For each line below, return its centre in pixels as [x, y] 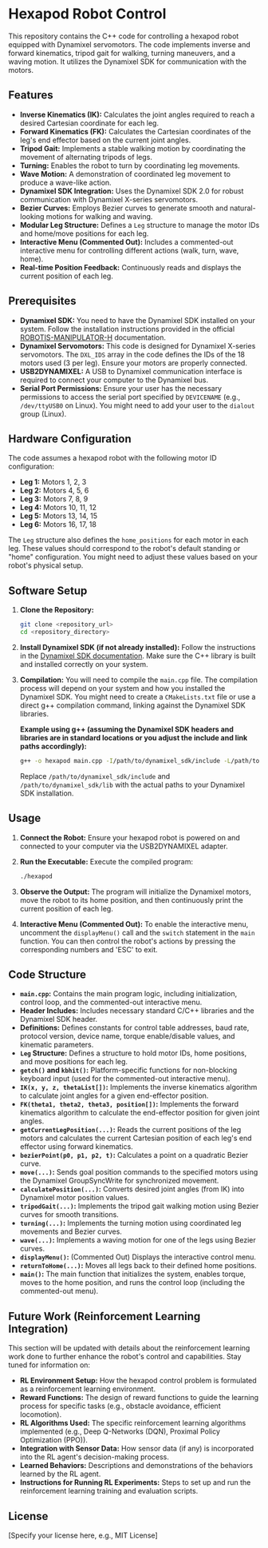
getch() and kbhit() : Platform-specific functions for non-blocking [128, 1070]
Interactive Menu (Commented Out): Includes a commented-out [126, 241]
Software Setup [48, 590]
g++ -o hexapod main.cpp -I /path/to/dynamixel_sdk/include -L [125, 760]
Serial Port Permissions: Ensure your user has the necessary [120, 388]
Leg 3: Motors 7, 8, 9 [54, 499]
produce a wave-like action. [65, 182]
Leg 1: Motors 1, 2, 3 [53, 482]
